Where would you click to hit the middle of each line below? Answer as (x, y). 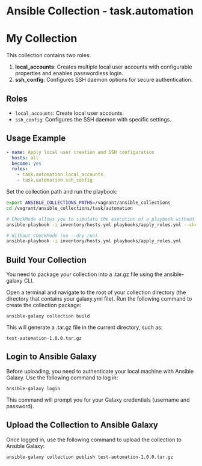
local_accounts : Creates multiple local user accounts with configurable (103, 67)
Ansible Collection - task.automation (100, 11)
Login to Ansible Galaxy (52, 357)
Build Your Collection (47, 260)
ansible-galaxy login (33, 388)
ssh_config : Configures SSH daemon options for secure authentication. (104, 80)
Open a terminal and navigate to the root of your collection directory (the (96, 292)
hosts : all (25, 158)
